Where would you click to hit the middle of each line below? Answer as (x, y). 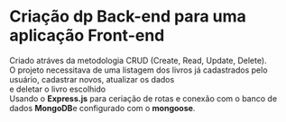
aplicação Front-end (87, 35)
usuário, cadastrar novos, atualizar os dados (92, 79)
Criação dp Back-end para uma (128, 17)
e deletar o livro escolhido (58, 89)
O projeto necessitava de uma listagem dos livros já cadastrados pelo (138, 70)
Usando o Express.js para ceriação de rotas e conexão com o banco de (143, 98)
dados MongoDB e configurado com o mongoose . (102, 108)
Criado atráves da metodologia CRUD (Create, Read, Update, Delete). (138, 60)
